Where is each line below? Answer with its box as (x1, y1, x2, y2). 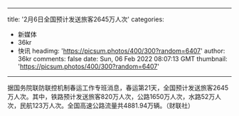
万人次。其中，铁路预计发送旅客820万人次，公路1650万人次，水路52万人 (7, 93, 222, 100)
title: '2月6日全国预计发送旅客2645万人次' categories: (7, 15, 165, 23)
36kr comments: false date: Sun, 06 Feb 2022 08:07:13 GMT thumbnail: (17, 55, 228, 63)
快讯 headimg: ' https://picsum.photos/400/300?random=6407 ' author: (17, 47, 225, 55)
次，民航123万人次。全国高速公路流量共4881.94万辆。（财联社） (7, 101, 194, 110)
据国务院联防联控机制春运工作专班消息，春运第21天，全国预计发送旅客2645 (7, 83, 229, 92)
